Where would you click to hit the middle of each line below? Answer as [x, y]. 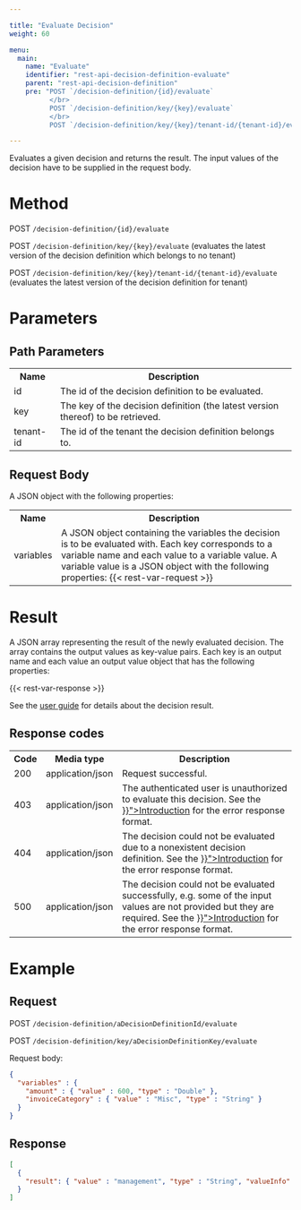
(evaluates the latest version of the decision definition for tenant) [129, 282]
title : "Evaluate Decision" [62, 25]
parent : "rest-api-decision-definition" [102, 83]
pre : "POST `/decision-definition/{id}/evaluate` [120, 91]
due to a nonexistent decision [184, 847]
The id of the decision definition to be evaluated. [161, 391]
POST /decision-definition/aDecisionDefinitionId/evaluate [123, 1023]
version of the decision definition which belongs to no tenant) [123, 255]
